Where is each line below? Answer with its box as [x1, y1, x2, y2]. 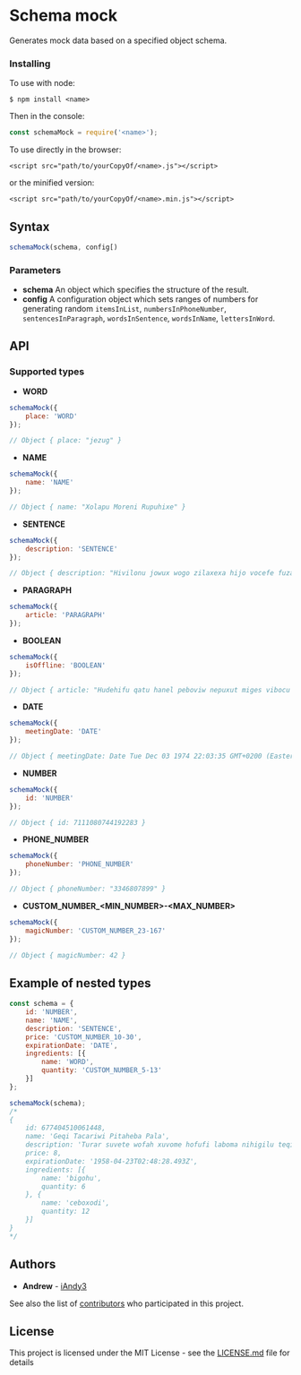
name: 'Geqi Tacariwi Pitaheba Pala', [25, 1132, 170, 1141]
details [9, 1357, 34, 1368]
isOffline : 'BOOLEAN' [25, 660, 106, 670]
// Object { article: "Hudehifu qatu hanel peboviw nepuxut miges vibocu [9, 685, 291, 694]
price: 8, [25, 1148, 63, 1158]
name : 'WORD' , [41, 1058, 94, 1067]
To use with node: [9, 78, 76, 89]
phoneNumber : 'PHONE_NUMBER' [25, 860, 134, 869]
